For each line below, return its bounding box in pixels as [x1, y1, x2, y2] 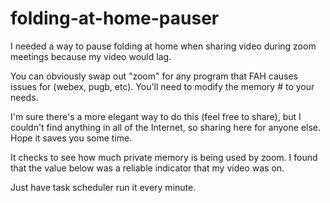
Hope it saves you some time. [10, 132, 133, 144]
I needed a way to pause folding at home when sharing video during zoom [10, 40, 317, 52]
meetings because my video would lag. [10, 50, 172, 62]
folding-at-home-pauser [10, 7, 220, 30]
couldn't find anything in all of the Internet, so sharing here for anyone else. [10, 121, 322, 133]
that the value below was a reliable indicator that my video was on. [10, 162, 285, 174]
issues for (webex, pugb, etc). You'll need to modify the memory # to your [10, 80, 315, 92]
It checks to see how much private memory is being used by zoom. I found [10, 151, 318, 163]
